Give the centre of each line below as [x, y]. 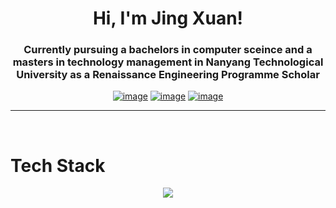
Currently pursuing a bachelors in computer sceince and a [168, 50]
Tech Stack [58, 165]
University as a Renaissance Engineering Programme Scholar [168, 75]
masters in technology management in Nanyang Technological [168, 62]
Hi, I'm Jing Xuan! [168, 18]
